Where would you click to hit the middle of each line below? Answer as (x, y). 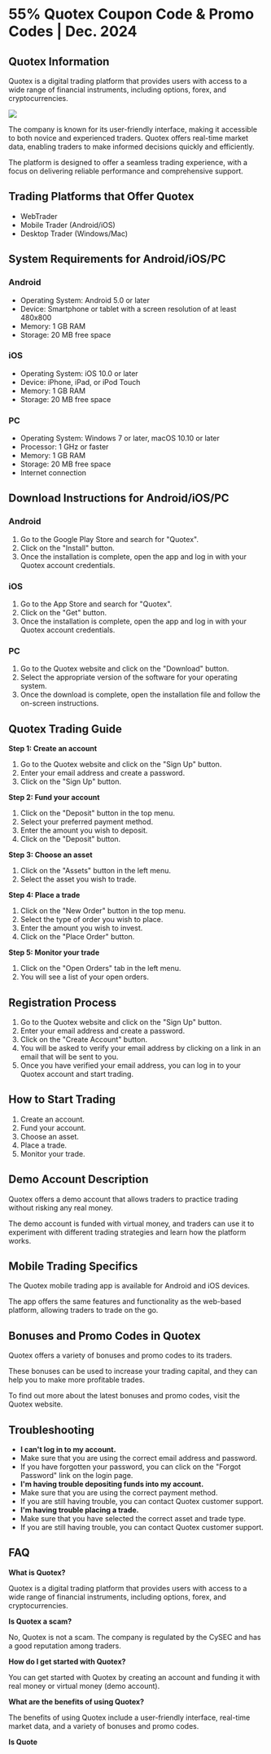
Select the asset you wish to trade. (78, 879)
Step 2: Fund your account (54, 798)
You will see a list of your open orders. (84, 977)
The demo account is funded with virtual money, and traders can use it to (131, 1223)
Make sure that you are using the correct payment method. (119, 1493)
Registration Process (63, 1002)
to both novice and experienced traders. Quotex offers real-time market (129, 138)
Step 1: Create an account (53, 749)
